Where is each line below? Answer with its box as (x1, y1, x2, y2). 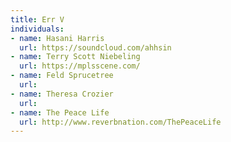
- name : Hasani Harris (10, 33, 105, 43)
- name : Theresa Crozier (10, 89, 114, 99)
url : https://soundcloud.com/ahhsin (19, 42, 172, 53)
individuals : (10, 24, 65, 34)
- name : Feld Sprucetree (10, 71, 114, 81)
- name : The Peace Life (10, 107, 110, 118)
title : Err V (10, 14, 65, 25)
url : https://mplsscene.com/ (19, 61, 141, 71)
